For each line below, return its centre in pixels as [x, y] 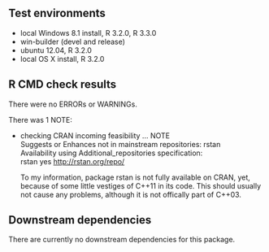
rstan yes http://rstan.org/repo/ [72, 161]
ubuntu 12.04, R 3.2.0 [56, 50]
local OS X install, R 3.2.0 [62, 59]
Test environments [57, 13]
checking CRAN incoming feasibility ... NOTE [95, 135]
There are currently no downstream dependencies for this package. [122, 240]
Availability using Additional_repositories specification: [111, 153]
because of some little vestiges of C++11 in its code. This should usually [141, 185]
